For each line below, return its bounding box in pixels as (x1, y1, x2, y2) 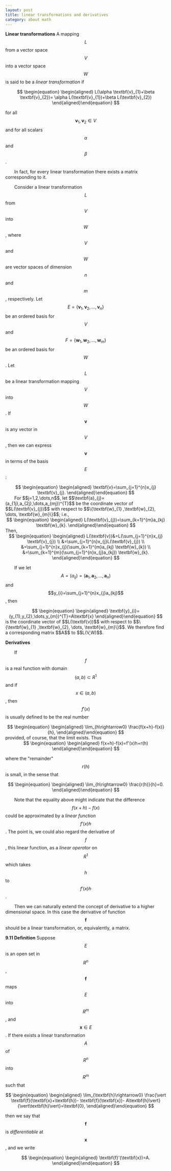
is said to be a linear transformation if (5, 79, 84, 85)
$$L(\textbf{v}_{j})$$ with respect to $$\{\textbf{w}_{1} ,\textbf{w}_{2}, (5, 506, 156, 512)
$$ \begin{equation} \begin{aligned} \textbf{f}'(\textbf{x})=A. (21, 1154, 151, 1161)
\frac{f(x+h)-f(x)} (128, 724, 165, 730)
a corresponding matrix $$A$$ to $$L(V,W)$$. (5, 629, 104, 636)
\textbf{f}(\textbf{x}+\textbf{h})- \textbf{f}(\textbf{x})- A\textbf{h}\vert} (11, 1097, 161, 1104)
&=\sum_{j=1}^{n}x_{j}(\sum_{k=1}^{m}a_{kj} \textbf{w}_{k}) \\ (20, 544, 151, 550)
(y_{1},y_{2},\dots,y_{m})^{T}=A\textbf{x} (9, 613, 94, 619)
